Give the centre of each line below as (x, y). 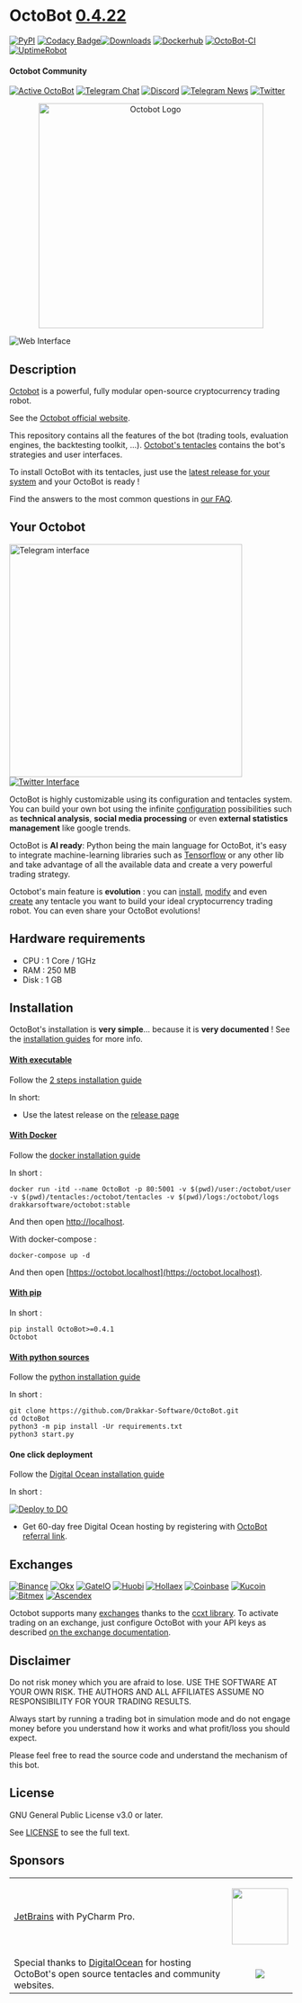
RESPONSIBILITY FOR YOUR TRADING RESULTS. (100, 1702)
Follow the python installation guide (75, 1377)
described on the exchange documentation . (90, 1632)
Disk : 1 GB (42, 979)
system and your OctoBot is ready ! (75, 481)
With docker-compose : (53, 1239)
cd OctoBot (30, 1419)
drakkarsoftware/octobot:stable (70, 1205)
